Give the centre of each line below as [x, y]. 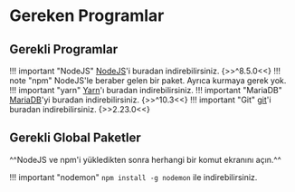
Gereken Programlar [87, 16]
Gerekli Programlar [64, 49]
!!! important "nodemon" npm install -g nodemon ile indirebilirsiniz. [133, 177]
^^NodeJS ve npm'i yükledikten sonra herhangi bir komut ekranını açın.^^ [146, 159]
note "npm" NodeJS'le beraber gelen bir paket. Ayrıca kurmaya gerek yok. [148, 81]
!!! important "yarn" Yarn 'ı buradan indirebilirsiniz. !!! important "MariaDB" [146, 90]
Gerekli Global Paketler [76, 138]
